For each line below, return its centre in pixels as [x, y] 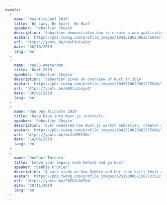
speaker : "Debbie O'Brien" [42, 167]
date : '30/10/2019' [34, 47]
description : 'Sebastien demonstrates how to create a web [77, 33]
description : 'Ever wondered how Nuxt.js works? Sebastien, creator [86, 125]
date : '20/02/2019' [34, 93]
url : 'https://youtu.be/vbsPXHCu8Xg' [53, 42]
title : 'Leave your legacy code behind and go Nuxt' [70, 162]
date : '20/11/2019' [34, 186]
